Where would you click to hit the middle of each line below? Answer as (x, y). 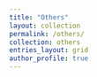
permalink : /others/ (47, 34)
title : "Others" (39, 17)
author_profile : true (49, 58)
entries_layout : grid (49, 50)
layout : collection (45, 26)
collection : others (45, 42)
